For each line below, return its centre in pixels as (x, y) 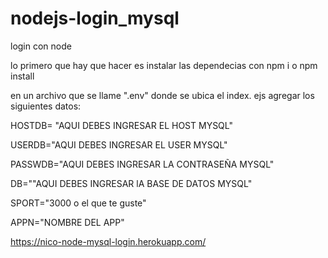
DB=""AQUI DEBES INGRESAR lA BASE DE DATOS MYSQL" (131, 183)
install (22, 76)
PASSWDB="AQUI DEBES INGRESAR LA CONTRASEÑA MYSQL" (142, 164)
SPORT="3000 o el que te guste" (78, 203)
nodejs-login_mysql (95, 18)
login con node (41, 46)
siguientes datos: (46, 106)
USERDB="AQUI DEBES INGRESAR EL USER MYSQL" (119, 144)
